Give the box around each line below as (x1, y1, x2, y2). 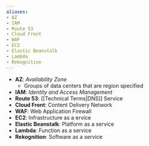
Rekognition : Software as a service (14, 133, 103, 140)
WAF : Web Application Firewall (14, 108, 92, 115)
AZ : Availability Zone (14, 76, 67, 83)
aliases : (6, 8, 28, 15)
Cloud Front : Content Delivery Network (14, 101, 112, 108)
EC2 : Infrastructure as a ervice (14, 114, 91, 121)
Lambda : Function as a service (14, 127, 92, 134)
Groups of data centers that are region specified (23, 82, 144, 89)
